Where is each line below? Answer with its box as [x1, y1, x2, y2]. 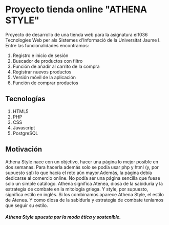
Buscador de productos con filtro [12, 58, 83, 64]
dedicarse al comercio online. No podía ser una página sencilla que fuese [5, 175, 160, 181]
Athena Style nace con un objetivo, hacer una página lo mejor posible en [5, 158, 159, 165]
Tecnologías [5, 95, 46, 103]
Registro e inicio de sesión [12, 52, 69, 59]
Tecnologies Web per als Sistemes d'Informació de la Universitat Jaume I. [5, 37, 161, 43]
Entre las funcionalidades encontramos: [5, 42, 89, 48]
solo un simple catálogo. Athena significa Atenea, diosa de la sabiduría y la [5, 180, 163, 186]
